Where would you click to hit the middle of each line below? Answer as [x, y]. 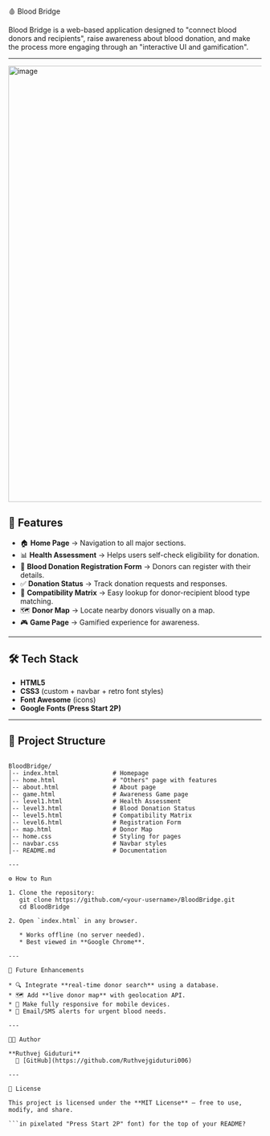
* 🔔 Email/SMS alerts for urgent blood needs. [88, 1011]
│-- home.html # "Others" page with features [113, 781]
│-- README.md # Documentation [88, 851]
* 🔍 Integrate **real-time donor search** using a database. [114, 986]
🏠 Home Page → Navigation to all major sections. [103, 543]
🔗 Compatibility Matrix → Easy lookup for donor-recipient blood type [135, 593]
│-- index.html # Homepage [79, 773]
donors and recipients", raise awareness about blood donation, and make [129, 38]
